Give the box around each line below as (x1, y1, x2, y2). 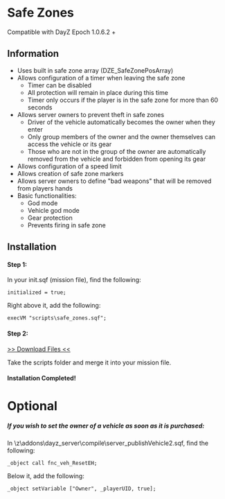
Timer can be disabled (27, 81, 92, 89)
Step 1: (7, 260, 28, 268)
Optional (7, 399, 57, 414)
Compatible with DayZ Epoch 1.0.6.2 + (7, 28, 116, 36)
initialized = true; (7, 289, 67, 296)
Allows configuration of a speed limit (17, 161, 123, 170)
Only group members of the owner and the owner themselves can (27, 132, 216, 141)
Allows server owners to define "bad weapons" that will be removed (17, 177, 212, 185)
